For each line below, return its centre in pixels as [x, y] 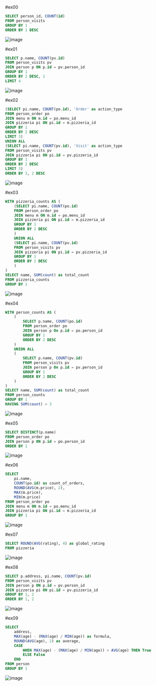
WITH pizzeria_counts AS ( [33, 201]
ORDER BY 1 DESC [22, 30]
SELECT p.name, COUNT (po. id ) [53, 322]
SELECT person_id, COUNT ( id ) [35, 16]
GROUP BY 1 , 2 [20, 595]
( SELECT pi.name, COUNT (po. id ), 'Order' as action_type [64, 109]
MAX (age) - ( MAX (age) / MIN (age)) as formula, [63, 636]
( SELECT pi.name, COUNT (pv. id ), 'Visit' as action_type [64, 146]
